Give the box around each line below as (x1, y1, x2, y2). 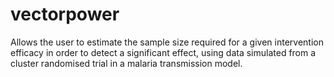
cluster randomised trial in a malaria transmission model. (10, 57, 243, 69)
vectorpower (10, 3, 120, 26)
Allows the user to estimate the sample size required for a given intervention (10, 36, 324, 48)
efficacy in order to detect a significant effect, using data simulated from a (10, 46, 317, 58)
